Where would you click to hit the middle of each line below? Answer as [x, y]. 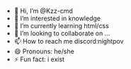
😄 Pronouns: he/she [44, 51]
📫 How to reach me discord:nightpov [69, 41]
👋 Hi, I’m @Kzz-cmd [43, 11]
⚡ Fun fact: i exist [39, 59]
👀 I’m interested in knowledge [57, 18]
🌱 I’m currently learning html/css [62, 26]
